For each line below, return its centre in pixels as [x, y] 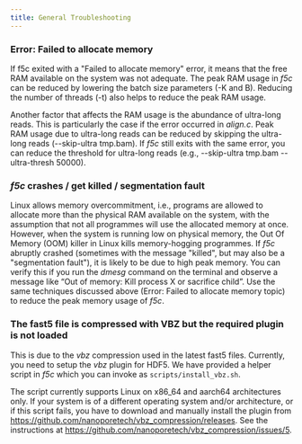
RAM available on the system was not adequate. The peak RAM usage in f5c [151, 78]
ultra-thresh [32, 162]
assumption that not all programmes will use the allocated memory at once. [150, 225]
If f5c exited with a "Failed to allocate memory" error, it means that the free [149, 68]
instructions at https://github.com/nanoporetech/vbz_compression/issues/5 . [151, 430]
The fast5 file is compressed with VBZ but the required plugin [147, 324]
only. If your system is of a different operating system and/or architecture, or [152, 401]
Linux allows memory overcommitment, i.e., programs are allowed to [137, 205]
